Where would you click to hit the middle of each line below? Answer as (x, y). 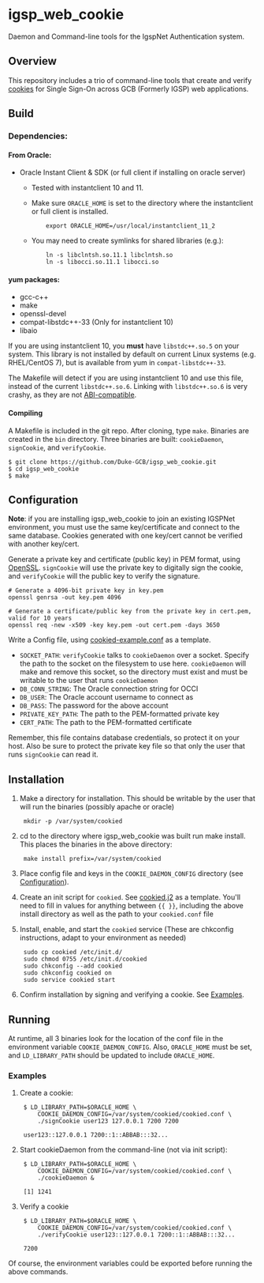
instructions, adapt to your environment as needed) (103, 938)
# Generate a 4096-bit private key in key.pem (86, 591)
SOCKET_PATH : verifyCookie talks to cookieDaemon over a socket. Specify (134, 655)
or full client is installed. (70, 212)
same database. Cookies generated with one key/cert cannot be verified (125, 536)
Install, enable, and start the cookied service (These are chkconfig (126, 930)
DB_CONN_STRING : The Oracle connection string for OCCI (109, 689)
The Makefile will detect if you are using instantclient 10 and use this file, (126, 378)
